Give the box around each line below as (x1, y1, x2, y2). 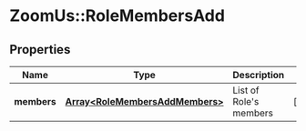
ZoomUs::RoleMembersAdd (9, 5, 226, 26)
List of (232, 84, 260, 96)
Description (232, 69, 285, 81)
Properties (9, 42, 71, 57)
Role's (232, 96, 260, 107)
